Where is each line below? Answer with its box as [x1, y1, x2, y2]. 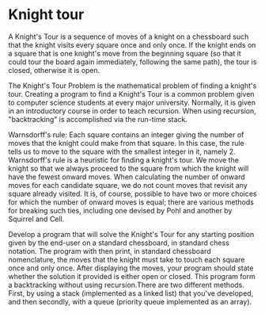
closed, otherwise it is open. [8, 65, 100, 75]
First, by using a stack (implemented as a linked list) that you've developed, [8, 288, 254, 298]
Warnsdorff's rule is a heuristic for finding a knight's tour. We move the [8, 155, 240, 164]
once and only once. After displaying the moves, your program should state [8, 263, 254, 273]
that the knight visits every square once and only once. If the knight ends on [8, 40, 256, 49]
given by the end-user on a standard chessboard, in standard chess [8, 238, 229, 247]
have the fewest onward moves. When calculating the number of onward [8, 172, 245, 182]
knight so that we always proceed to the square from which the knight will [8, 163, 249, 173]
